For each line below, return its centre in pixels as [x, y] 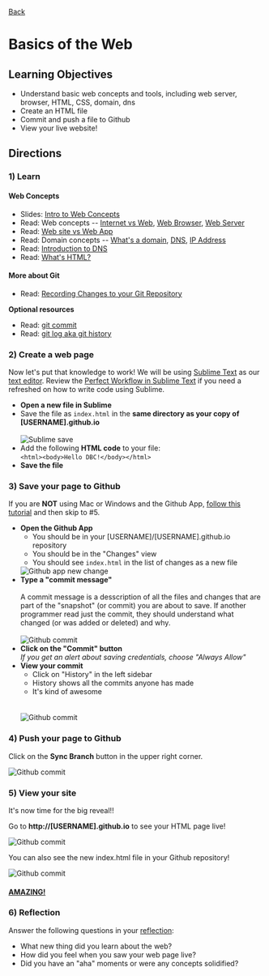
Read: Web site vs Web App [66, 231]
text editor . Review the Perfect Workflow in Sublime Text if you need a [125, 381]
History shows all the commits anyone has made [113, 683]
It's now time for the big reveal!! [62, 810]
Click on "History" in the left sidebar [92, 675]
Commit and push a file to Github [75, 119]
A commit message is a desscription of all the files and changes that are [140, 597]
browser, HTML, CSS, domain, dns [78, 102]
